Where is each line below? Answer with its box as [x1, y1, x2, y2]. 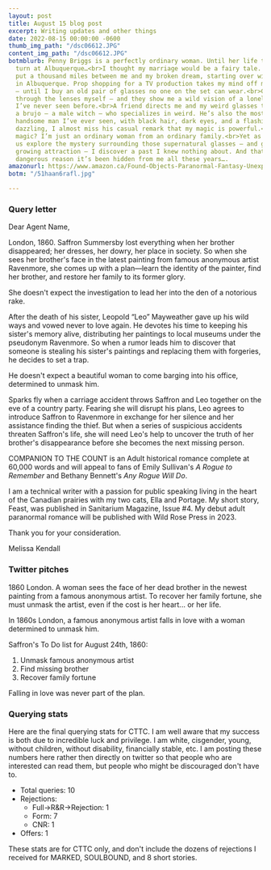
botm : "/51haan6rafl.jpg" [8, 170, 95, 178]
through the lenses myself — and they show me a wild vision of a [15, 95, 244, 103]
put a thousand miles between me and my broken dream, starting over [15, 72, 254, 80]
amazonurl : [8, 163, 45, 171]
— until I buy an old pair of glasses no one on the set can [15, 87, 226, 95]
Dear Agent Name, [8, 222, 70, 231]
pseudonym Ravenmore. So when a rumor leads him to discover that [8, 337, 236, 348]
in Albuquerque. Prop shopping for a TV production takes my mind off [15, 79, 258, 87]
